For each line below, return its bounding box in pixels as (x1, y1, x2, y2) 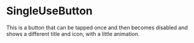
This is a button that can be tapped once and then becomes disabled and (6, 24, 188, 31)
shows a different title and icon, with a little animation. (6, 30, 140, 37)
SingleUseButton (6, 4, 93, 18)
